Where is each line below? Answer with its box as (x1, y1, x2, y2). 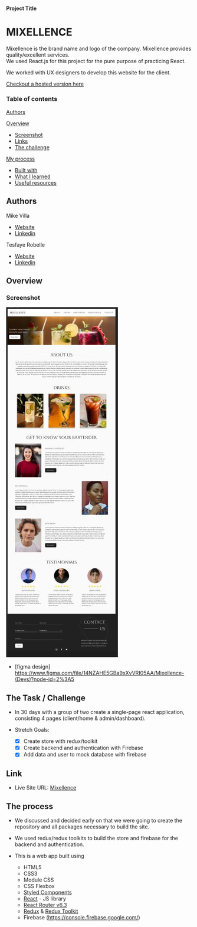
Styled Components (23, 889, 72, 896)
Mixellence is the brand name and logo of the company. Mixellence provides (6, 45, 192, 52)
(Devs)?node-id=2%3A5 (14, 676, 75, 683)
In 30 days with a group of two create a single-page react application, (14, 709, 185, 716)
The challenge (14, 143, 50, 150)
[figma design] (14, 663, 51, 670)
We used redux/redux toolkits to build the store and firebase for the (14, 834, 179, 841)
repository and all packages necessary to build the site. (14, 823, 150, 830)
